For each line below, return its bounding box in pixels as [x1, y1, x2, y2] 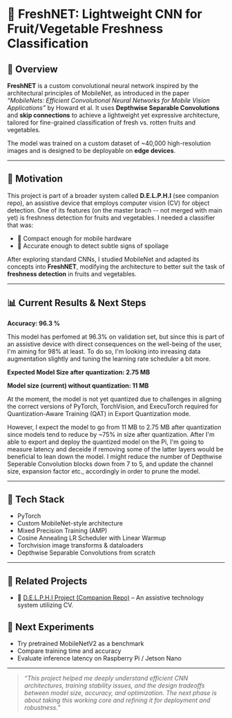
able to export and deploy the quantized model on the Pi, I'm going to [7, 438, 204, 446]
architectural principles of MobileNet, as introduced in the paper [7, 89, 190, 97]
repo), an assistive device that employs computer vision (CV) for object [7, 199, 210, 207]
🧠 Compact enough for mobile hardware [17, 234, 132, 242]
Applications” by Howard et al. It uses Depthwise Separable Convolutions [7, 104, 220, 111]
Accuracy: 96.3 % [7, 318, 61, 327]
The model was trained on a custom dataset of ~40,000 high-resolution [7, 139, 211, 147]
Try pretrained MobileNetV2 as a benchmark [17, 640, 144, 648]
